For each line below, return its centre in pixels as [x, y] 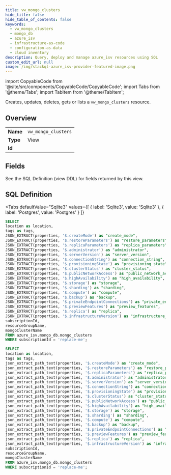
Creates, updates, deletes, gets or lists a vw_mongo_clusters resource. [78, 102]
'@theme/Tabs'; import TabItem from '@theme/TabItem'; [65, 92]
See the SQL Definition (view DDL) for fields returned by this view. [74, 178]
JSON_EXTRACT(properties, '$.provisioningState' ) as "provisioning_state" [86, 264]
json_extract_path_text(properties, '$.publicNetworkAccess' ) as [76, 401]
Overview [21, 118]
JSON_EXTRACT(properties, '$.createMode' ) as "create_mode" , [72, 236]
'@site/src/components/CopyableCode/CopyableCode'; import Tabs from [83, 87]
